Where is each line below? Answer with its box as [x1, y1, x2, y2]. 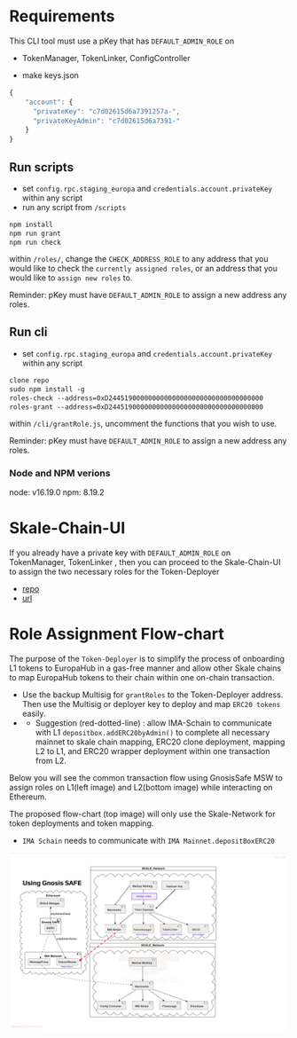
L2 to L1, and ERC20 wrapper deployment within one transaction [35, 745, 270, 756]
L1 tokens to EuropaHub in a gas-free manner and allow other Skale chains [9, 663, 282, 673]
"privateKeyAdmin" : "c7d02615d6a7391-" [32, 116, 180, 125]
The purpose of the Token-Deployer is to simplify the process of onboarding [9, 653, 285, 664]
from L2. [35, 755, 66, 766]
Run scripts [9, 160, 74, 175]
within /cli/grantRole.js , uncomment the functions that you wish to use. [9, 418, 277, 429]
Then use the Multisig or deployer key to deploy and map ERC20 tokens [21, 698, 281, 709]
